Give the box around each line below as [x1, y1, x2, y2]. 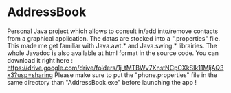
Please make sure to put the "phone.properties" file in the [54, 70, 218, 79]
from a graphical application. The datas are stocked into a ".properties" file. [7, 34, 221, 42]
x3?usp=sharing [7, 70, 54, 79]
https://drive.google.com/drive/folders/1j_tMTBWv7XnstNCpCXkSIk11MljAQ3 [7, 63, 224, 72]
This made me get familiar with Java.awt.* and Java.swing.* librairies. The [7, 41, 218, 50]
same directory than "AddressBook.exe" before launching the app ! [7, 78, 197, 86]
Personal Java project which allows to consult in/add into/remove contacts [7, 27, 219, 35]
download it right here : [7, 56, 74, 64]
